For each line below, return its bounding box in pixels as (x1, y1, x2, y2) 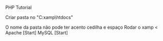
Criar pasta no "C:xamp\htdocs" (5, 14, 74, 20)
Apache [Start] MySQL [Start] (5, 30, 68, 35)
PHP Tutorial (5, 5, 32, 10)
